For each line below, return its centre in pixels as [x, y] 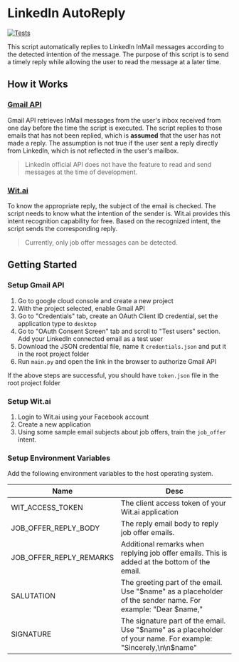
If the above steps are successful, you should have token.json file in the [113, 375]
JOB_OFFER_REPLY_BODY [55, 528]
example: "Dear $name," [162, 609]
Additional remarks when [163, 544]
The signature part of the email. [173, 621]
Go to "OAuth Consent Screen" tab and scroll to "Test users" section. [119, 331]
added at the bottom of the [165, 562]
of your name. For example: [166, 638]
